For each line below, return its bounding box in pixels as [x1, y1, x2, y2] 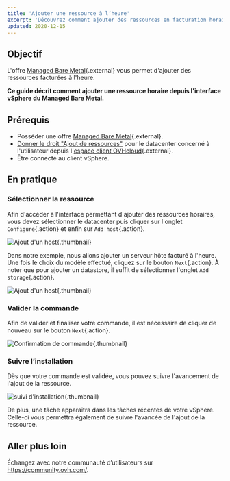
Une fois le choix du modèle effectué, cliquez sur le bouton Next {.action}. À [7, 258, 219, 267]
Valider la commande [7, 303, 79, 312]
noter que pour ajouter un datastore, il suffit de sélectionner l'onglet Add [7, 265, 209, 274]
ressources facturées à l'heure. [7, 73, 95, 82]
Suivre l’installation [7, 356, 73, 366]
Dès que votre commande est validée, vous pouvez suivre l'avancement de [7, 372, 219, 380]
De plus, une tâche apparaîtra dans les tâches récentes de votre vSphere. [7, 406, 215, 415]
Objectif [7, 48, 42, 60]
